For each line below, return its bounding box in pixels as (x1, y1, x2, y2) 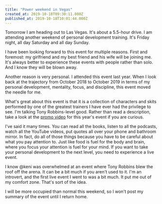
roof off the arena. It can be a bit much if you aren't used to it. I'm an (5, 169, 142, 175)
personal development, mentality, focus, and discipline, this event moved (5, 84, 151, 90)
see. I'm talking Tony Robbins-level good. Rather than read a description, (5, 109, 151, 115)
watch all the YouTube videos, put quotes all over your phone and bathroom (5, 129, 157, 135)
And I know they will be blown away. (5, 64, 78, 70)
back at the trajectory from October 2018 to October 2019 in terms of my (5, 79, 150, 85)
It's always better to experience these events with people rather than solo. (5, 59, 154, 65)
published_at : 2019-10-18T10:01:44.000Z (5, 16, 88, 21)
